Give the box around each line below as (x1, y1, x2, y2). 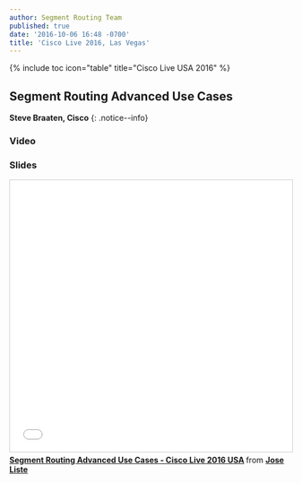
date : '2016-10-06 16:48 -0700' (9, 30, 130, 39)
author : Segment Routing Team (9, 13, 123, 22)
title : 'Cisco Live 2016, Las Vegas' (9, 38, 151, 47)
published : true (9, 22, 70, 30)
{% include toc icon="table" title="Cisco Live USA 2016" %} (9, 63, 231, 73)
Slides (9, 159, 38, 171)
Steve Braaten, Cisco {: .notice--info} (9, 113, 149, 124)
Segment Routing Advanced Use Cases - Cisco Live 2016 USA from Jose (9, 454, 285, 466)
